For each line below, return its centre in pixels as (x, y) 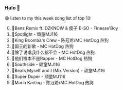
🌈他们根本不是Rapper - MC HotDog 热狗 (52, 59)
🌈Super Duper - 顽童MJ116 (38, 76)
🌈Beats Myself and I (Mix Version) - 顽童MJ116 (58, 71)
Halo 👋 (12, 8)
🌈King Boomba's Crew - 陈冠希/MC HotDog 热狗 (60, 40)
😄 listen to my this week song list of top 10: (48, 18)
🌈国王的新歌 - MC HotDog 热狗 (43, 46)
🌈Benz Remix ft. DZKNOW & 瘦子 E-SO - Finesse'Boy (65, 28)
